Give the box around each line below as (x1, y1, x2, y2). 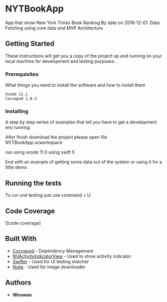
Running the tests (5, 179, 62, 187)
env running (5, 124, 30, 130)
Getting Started (5, 40, 55, 48)
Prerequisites (5, 71, 39, 78)
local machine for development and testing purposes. (5, 58, 116, 64)
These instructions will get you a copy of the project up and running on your (5, 53, 162, 59)
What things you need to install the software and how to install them (5, 82, 145, 88)
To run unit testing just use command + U (5, 192, 91, 198)
